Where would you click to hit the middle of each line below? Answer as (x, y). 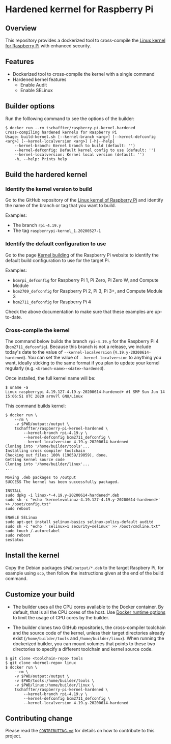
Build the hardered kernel (46, 175)
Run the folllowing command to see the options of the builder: (70, 119)
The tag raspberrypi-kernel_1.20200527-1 (57, 231)
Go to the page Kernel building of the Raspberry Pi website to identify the (82, 255)
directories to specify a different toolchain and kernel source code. (82, 649)
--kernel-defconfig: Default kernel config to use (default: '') (85, 150)
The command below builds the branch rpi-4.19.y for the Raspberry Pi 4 (82, 341)
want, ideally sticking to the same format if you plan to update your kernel (82, 363)
